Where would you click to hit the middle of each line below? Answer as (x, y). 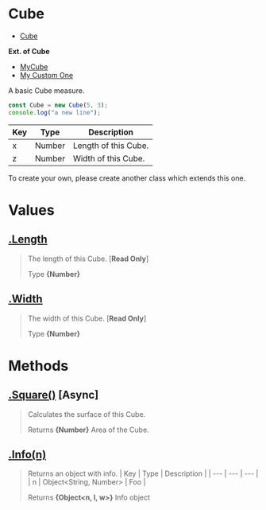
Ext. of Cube (29, 51)
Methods (39, 366)
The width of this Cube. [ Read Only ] (87, 318)
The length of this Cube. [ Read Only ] (88, 259)
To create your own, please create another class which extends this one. (127, 178)
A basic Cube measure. (46, 90)
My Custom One (46, 75)
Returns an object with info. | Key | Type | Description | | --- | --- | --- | (143, 473)
